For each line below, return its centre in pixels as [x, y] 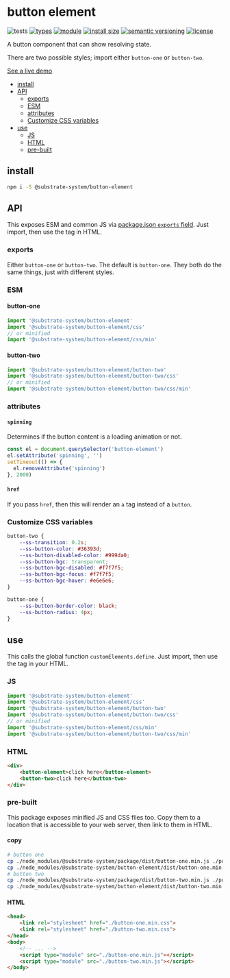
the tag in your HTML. [38, 664]
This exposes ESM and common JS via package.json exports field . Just [108, 225]
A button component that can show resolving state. [79, 44]
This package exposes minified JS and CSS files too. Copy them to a [104, 817]
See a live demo [30, 71]
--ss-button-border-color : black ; [68, 606]
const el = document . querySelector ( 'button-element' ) [86, 450]
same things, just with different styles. [61, 272]
